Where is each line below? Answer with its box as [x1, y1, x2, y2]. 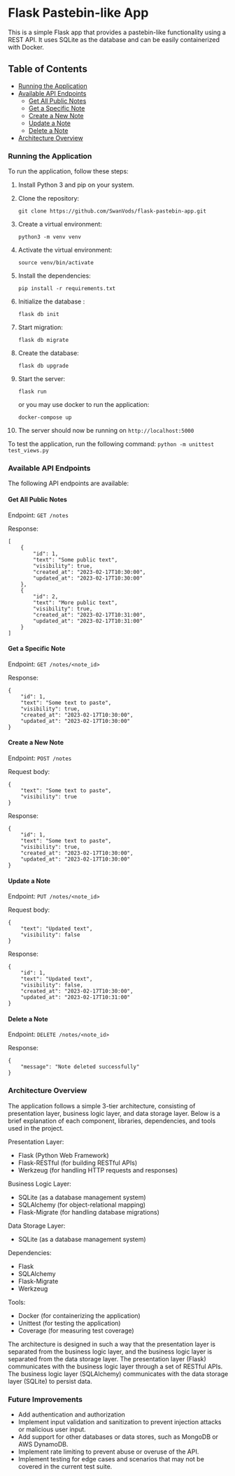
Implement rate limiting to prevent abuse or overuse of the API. [17, 1447, 199, 1456]
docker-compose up [17, 414, 72, 421]
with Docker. [8, 43, 45, 51]
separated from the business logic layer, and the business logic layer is [8, 1347, 213, 1356]
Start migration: [17, 323, 64, 331]
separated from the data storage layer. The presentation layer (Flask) [8, 1354, 207, 1363]
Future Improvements [8, 1394, 83, 1404]
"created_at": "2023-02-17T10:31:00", [33, 611, 146, 618]
